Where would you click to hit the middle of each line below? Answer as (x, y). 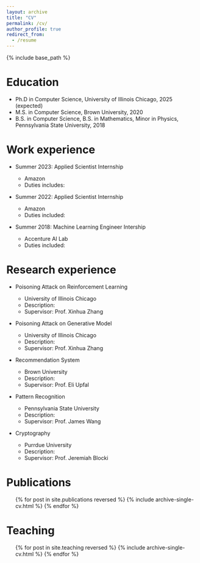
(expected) (29, 106)
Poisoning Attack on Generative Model (63, 323)
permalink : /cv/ (27, 23)
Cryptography (33, 433)
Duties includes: (45, 185)
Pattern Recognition (40, 396)
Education (33, 82)
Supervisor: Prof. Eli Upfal (57, 384)
